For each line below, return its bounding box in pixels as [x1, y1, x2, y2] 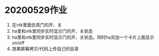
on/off [11, 40, 25, 46]
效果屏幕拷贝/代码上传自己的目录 [11, 46, 79, 52]
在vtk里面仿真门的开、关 [11, 22, 62, 28]
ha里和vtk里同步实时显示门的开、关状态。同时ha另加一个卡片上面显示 [11, 34, 155, 40]
